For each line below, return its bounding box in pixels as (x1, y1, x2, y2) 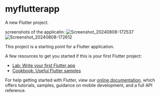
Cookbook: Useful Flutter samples (12, 67, 81, 74)
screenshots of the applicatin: (5, 29, 65, 35)
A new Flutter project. (5, 19, 49, 25)
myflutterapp (5, 3, 60, 15)
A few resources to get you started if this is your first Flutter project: (5, 53, 142, 59)
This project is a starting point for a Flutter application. (5, 43, 114, 49)
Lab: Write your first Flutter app (12, 62, 76, 68)
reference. (5, 87, 26, 93)
